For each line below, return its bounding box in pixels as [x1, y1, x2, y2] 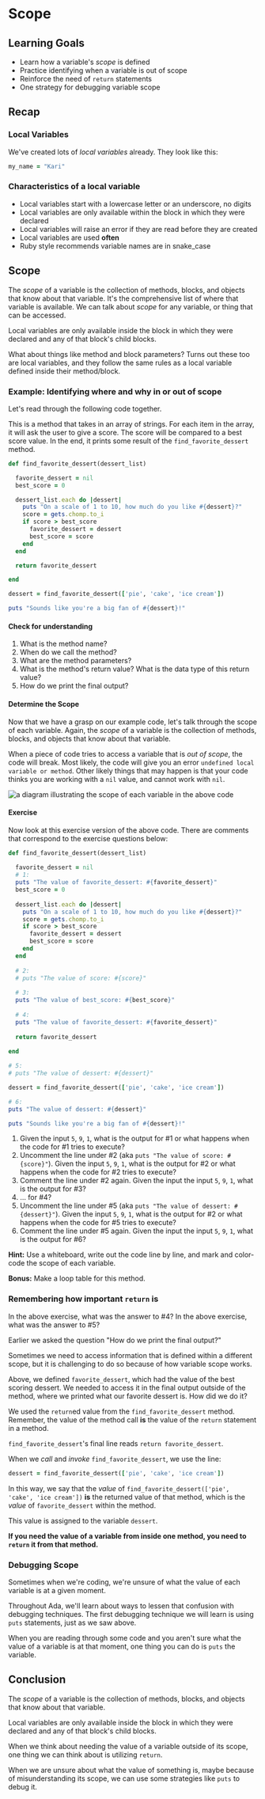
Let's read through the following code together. [8, 404, 162, 413]
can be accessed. [8, 310, 66, 320]
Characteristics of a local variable [8, 181, 141, 192]
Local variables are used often [19, 233, 120, 242]
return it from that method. [8, 1539, 99, 1549]
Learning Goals [8, 36, 85, 50]
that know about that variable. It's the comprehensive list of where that [8, 294, 239, 303]
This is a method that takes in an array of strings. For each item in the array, [8, 419, 255, 428]
